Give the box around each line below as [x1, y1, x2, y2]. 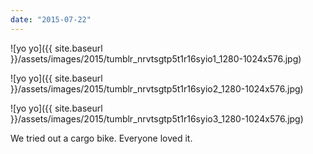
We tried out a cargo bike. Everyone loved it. [10, 132, 193, 144]
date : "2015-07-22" [10, 14, 92, 25]
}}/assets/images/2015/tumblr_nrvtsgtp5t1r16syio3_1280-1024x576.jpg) [10, 112, 304, 125]
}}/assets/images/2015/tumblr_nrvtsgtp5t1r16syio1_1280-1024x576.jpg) [10, 52, 302, 65]
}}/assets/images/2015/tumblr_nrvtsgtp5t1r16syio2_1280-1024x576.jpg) [10, 82, 304, 95]
